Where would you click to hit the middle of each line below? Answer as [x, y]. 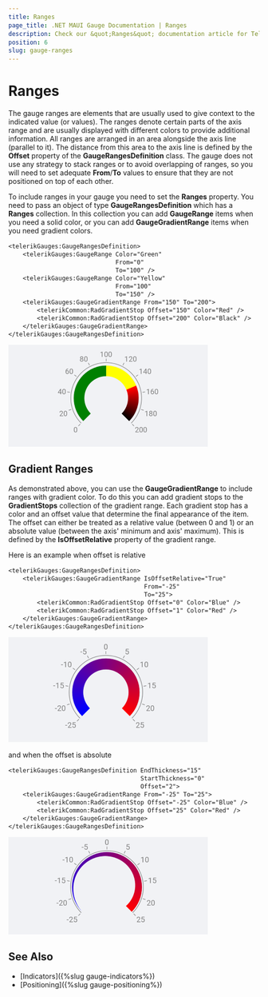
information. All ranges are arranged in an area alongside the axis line [122, 139]
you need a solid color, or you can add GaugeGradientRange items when [129, 222]
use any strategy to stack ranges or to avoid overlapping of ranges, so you [131, 165]
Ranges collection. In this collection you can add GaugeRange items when [131, 214]
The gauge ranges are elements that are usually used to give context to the [132, 114]
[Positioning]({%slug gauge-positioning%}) [91, 984]
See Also [31, 957]
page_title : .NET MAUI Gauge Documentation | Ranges [98, 25]
